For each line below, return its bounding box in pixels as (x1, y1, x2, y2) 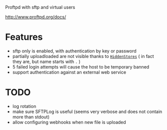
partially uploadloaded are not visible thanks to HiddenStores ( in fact (12, 53, 154, 59)
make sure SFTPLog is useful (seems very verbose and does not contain (12, 108, 162, 114)
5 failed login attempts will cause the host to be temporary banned (12, 63, 149, 69)
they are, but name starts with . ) (12, 58, 81, 64)
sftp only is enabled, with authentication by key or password (12, 47, 136, 54)
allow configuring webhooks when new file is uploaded (12, 119, 126, 125)
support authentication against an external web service (12, 69, 126, 75)
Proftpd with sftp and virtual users (5, 4, 75, 10)
